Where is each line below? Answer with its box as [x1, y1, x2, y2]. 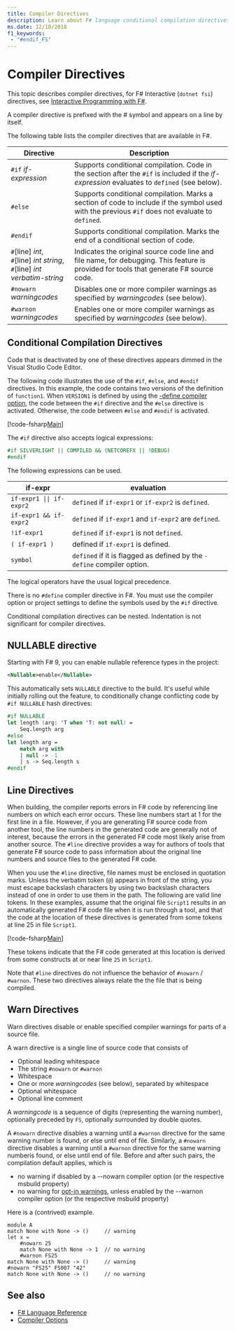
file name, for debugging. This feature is [74, 256, 206, 265]
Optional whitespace [17, 1087, 77, 1095]
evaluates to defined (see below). [112, 178, 222, 188]
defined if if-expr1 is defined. [72, 539, 171, 549]
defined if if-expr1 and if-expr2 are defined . [72, 514, 220, 524]
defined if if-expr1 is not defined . [72, 528, 183, 538]
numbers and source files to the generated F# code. [7, 855, 157, 863]
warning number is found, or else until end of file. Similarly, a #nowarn [7, 1136, 206, 1145]
